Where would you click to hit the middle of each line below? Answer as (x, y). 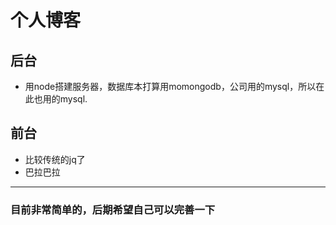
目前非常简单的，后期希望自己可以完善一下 (113, 209)
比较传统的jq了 (55, 159)
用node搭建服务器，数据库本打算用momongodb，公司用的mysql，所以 (170, 86)
